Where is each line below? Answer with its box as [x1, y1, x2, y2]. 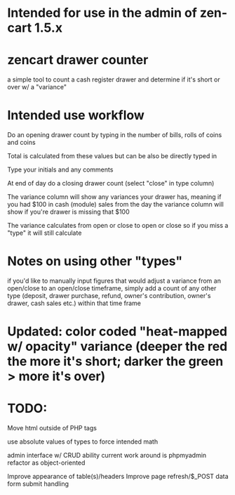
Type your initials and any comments [7, 165, 114, 174]
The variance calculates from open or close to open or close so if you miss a [7, 221, 229, 230]
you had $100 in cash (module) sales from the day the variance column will [7, 200, 224, 209]
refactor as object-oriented [7, 458, 86, 467]
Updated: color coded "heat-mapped [7, 323, 228, 340]
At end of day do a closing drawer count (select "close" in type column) [7, 179, 215, 188]
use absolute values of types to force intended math [7, 437, 159, 446]
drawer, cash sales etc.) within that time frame [7, 299, 142, 307]
